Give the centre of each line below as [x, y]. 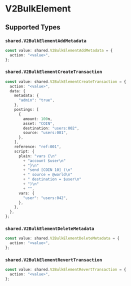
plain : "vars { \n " [37, 156]
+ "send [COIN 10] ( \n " [48, 170]
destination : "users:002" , [51, 128]
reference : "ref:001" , [38, 147]
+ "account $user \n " [44, 160]
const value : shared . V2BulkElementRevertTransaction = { [66, 270]
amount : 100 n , [38, 119]
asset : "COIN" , [39, 123]
